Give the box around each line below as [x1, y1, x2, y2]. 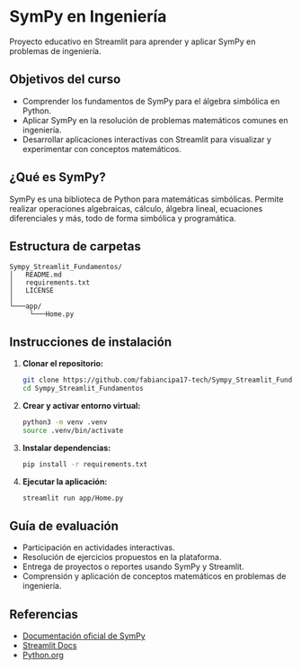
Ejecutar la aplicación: [22, 475, 108, 487]
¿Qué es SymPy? [9, 169, 106, 185]
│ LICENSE [9, 286, 54, 295]
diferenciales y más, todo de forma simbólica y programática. [9, 212, 236, 223]
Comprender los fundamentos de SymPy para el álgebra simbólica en [22, 95, 280, 106]
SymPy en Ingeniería [9, 6, 167, 27]
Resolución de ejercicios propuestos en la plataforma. [22, 552, 222, 563]
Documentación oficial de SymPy [22, 630, 146, 641]
